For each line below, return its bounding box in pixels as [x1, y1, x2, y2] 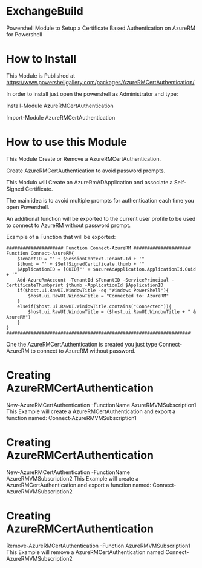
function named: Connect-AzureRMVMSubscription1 [6, 414, 137, 421]
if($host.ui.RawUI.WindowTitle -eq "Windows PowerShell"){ [17, 287, 169, 294]
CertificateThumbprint [6, 282, 64, 288]
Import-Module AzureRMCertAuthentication [6, 113, 116, 121]
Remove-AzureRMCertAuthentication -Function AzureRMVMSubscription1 [6, 542, 191, 549]
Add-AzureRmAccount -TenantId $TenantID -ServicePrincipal [17, 277, 169, 283]
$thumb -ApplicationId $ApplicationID [65, 282, 164, 288]
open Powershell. [6, 203, 50, 211]
